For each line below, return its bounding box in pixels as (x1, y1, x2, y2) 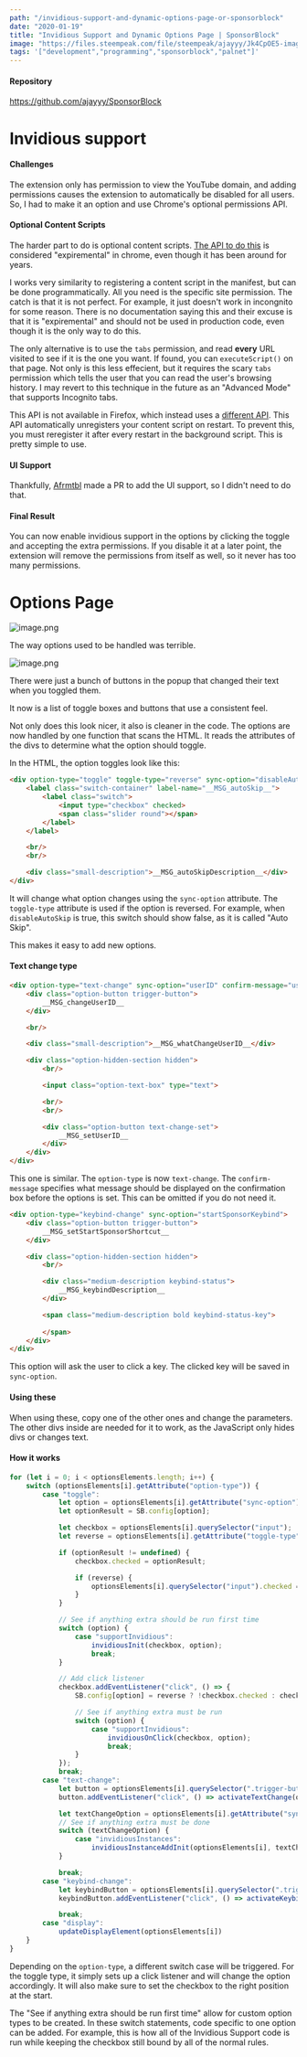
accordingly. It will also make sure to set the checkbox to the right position (9, 1980, 290, 1991)
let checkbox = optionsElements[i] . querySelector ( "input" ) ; (58, 1523, 292, 1532)
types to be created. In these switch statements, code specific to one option (9, 2017, 297, 2028)
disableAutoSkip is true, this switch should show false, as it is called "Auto (9, 911, 289, 923)
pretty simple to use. (9, 438, 87, 449)
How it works (9, 1453, 61, 1464)
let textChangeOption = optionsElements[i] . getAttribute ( (58, 1809, 284, 1818)
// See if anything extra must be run (74, 1708, 223, 1717)
